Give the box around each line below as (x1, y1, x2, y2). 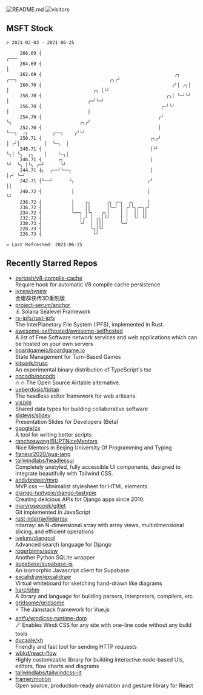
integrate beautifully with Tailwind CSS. (15, 469, 113, 477)
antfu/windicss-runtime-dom (15, 614, 87, 621)
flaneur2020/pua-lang (15, 450, 71, 457)
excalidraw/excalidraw (15, 573, 72, 580)
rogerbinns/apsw (15, 547, 58, 555)
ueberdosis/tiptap (15, 386, 59, 393)
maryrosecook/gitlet (15, 502, 66, 509)
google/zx (15, 424, 41, 432)
